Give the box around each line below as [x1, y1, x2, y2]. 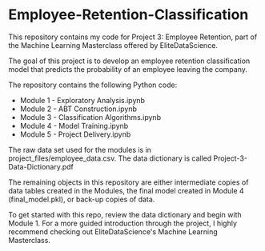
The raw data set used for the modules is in [8, 145, 152, 154]
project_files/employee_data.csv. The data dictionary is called [8, 153, 212, 163]
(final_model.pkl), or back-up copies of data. [8, 194, 155, 204]
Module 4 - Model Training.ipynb [19, 121, 129, 130]
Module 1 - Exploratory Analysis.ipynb [19, 95, 146, 105]
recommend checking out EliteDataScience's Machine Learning [8, 226, 218, 237]
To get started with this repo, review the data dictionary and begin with [8, 209, 242, 219]
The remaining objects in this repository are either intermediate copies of [8, 177, 249, 187]
